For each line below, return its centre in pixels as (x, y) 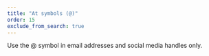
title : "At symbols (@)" (43, 13)
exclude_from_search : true (46, 26)
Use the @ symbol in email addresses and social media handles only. (105, 46)
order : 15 (21, 20)
